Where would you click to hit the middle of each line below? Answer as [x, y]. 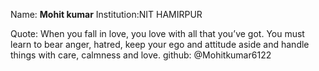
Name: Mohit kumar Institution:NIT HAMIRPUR [106, 14]
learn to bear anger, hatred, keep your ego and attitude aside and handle [160, 44]
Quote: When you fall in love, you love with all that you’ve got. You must [157, 33]
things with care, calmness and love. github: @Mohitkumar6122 [141, 55]
